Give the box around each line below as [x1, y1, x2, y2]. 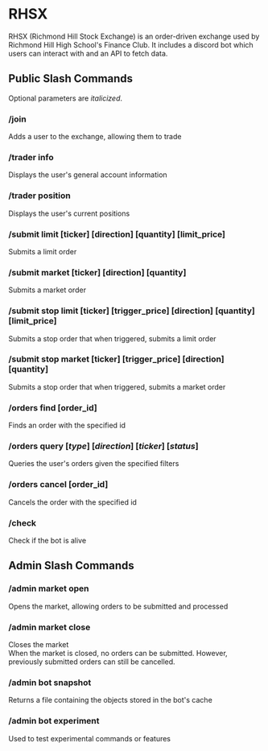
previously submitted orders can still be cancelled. [8, 657, 175, 666]
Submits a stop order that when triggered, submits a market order [8, 382, 226, 391]
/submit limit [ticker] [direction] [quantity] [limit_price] [8, 229, 226, 240]
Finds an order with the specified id [8, 420, 126, 431]
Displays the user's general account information [8, 170, 167, 179]
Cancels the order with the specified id [8, 497, 137, 507]
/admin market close [8, 621, 91, 633]
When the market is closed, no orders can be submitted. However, [8, 649, 228, 658]
